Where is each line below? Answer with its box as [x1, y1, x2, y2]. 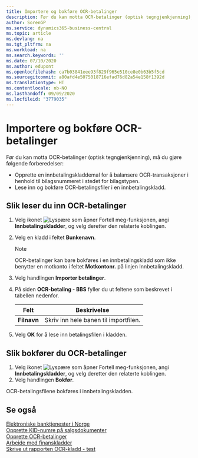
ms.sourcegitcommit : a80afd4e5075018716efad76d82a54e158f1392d [6, 74, 165, 80]
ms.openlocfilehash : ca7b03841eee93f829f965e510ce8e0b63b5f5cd [6, 69, 165, 75]
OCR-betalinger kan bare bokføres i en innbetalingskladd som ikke [14, 257, 176, 264]
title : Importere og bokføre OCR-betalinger [6, 8, 117, 15]
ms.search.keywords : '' [6, 52, 65, 58]
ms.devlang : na [6, 36, 44, 42]
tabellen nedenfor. [14, 292, 60, 299]
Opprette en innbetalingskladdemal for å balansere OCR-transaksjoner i [14, 171, 189, 178]
